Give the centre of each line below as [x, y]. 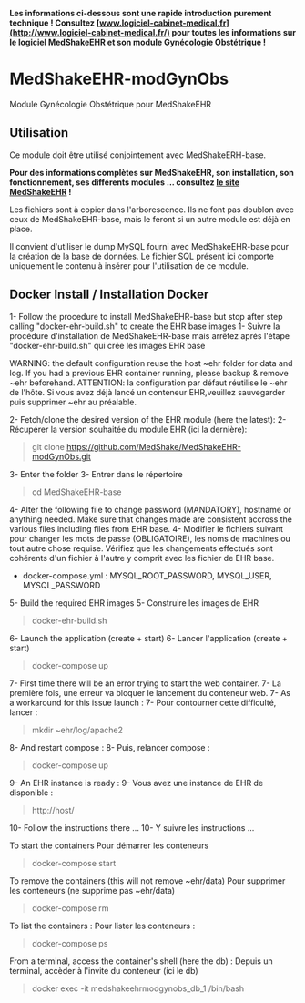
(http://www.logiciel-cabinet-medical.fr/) [90, 32]
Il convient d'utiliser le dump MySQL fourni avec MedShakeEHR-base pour [149, 246]
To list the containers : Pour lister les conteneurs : [102, 926]
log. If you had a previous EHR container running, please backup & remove [149, 373]
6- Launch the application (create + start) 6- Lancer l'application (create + [149, 638]
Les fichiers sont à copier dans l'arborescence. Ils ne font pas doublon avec [152, 210]
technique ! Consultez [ [55, 23]
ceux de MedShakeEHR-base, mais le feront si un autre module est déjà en [150, 219]
